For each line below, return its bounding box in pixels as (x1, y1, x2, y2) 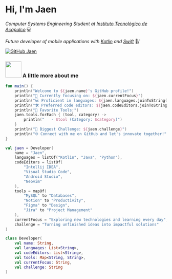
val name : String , (14, 240, 54, 246)
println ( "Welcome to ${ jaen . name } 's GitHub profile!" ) (14, 88, 134, 94)
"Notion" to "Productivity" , (24, 198, 86, 203)
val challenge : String (14, 265, 63, 270)
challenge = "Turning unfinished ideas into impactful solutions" (14, 222, 159, 227)
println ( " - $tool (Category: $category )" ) (24, 117, 123, 122)
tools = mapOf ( (14, 189, 47, 194)
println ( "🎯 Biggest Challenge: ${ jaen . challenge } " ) (14, 127, 127, 132)
